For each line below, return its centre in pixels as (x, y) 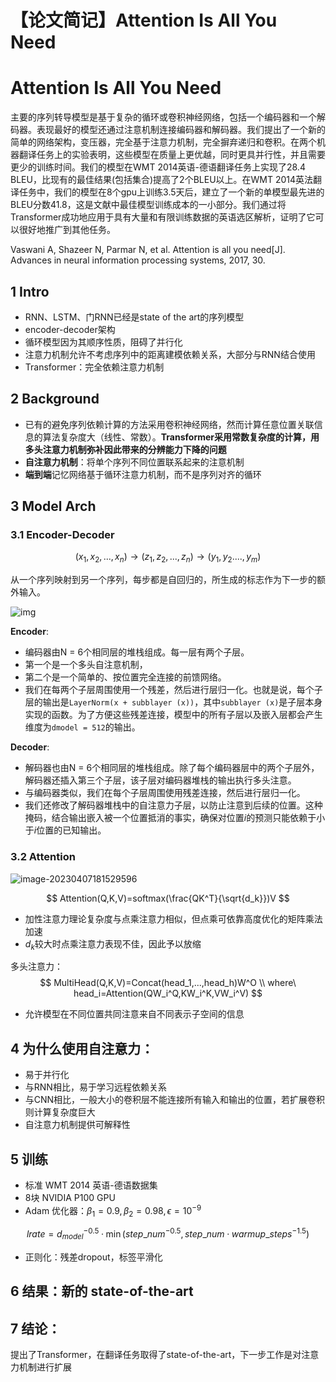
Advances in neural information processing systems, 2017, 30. (138, 260)
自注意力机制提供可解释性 (77, 1125)
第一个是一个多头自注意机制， (86, 665)
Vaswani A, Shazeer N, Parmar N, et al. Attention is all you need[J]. (148, 250)
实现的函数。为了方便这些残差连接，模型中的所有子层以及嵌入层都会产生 (173, 715)
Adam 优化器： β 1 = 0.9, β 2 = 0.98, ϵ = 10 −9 (113, 1210)
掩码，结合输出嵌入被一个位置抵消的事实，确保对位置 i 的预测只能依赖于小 (175, 818)
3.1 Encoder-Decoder (62, 535)
